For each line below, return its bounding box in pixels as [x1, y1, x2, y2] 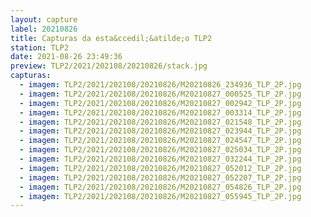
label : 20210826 [10, 24, 78, 34]
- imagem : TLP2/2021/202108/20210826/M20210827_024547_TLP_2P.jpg [19, 136, 302, 146]
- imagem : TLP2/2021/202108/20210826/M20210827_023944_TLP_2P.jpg [19, 126, 302, 136]
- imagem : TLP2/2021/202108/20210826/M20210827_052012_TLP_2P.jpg [19, 163, 302, 173]
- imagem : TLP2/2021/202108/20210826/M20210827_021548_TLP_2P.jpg [19, 117, 302, 127]
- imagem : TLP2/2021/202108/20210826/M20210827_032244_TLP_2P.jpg [19, 154, 302, 164]
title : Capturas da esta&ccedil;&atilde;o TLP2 [10, 33, 213, 43]
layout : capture [10, 14, 78, 25]
